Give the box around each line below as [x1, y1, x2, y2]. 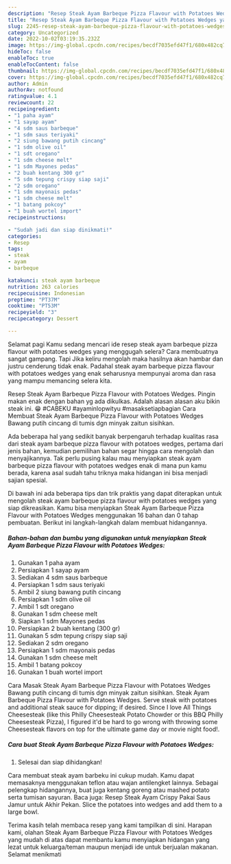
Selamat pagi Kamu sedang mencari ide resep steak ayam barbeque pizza [8, 340, 218, 348]
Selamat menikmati [8, 850, 62, 858]
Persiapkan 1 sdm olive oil [17, 595, 91, 603]
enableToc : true [8, 55, 54, 62]
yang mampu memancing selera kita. [8, 376, 112, 385]
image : [8, 42, 27, 49]
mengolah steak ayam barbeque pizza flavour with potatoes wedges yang [8, 496, 217, 505]
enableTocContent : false [8, 61, 79, 68]
